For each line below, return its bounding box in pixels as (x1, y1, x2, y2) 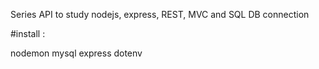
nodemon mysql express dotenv (10, 47, 143, 59)
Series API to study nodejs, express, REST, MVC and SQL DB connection (10, 9, 310, 20)
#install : (10, 28, 46, 39)
